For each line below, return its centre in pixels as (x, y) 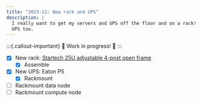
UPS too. (23, 29)
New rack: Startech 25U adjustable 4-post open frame (83, 58)
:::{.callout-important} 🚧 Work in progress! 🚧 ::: (64, 46)
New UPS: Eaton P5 (40, 72)
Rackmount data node (43, 85)
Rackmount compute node (48, 92)
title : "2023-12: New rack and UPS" (52, 12)
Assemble (37, 65)
